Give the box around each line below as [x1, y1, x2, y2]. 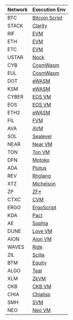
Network [7, 6, 28, 13]
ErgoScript [32, 204, 57, 211]
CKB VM [32, 283, 51, 290]
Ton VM [32, 149, 50, 155]
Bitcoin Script [32, 15, 63, 21]
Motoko [32, 157, 49, 163]
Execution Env [32, 6, 66, 13]
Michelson [32, 180, 56, 187]
